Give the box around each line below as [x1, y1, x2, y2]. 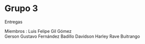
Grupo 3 [4, 3, 38, 14]
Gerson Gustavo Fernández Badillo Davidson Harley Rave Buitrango [4, 33, 140, 39]
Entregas [4, 19, 23, 25]
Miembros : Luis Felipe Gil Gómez [4, 28, 72, 34]
